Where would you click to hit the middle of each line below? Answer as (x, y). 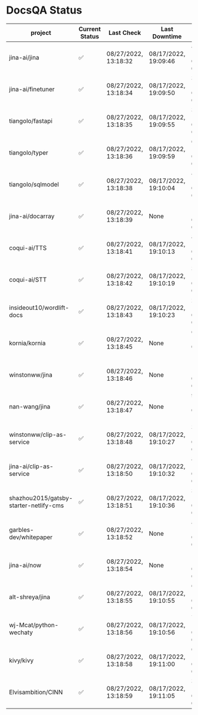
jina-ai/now (25, 565)
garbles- (22, 530)
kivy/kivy (22, 660)
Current (90, 29)
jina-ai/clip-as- (32, 466)
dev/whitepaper (31, 537)
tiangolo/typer (29, 152)
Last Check (125, 32)
